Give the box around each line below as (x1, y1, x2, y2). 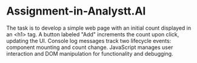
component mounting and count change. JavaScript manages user (6, 44, 173, 51)
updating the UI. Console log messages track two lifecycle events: (6, 37, 172, 44)
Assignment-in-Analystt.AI (6, 4, 146, 18)
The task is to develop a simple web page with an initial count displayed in (6, 24, 192, 31)
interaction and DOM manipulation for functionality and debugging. (6, 50, 174, 57)
